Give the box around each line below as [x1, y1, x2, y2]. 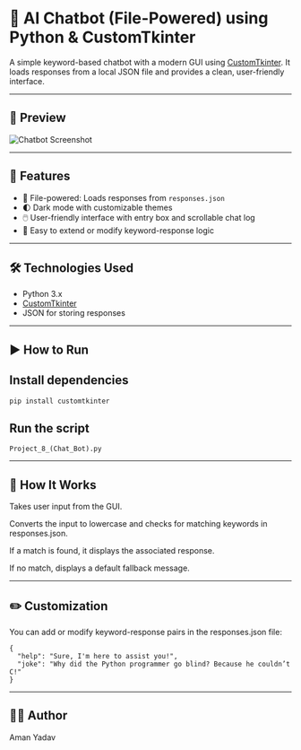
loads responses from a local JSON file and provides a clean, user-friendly [9, 66, 285, 77]
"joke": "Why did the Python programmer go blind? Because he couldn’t [17, 659, 291, 669]
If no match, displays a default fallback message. [9, 562, 190, 573]
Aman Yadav [9, 731, 56, 743]
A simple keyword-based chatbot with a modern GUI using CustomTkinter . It [9, 57, 291, 67]
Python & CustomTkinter [9, 27, 196, 48]
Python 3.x [21, 289, 63, 300]
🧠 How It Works [9, 477, 97, 493]
